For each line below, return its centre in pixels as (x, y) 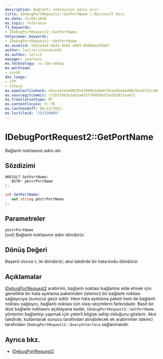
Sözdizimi (20, 166)
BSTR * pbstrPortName (32, 181)
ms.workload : (18, 68)
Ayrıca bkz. (23, 340)
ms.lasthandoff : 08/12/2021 (33, 109)
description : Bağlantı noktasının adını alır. (53, 9)
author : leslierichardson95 (33, 50)
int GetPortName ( (23, 195)
